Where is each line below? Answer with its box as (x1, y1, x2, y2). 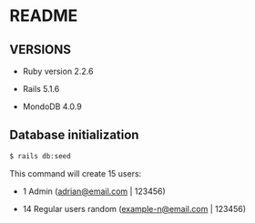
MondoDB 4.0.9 (22, 101, 82, 112)
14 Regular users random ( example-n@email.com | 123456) (22, 203, 247, 214)
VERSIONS (9, 42, 71, 57)
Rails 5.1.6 (22, 84, 60, 94)
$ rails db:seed (9, 151, 71, 160)
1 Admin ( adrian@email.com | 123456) (22, 186, 166, 197)
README (9, 5, 78, 26)
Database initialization (9, 127, 139, 143)
